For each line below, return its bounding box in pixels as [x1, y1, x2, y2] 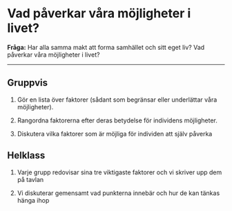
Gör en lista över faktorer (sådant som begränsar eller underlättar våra [17, 95, 217, 104]
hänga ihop [17, 196, 50, 204]
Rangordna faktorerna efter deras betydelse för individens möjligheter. [17, 116, 217, 125]
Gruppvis [7, 77, 48, 89]
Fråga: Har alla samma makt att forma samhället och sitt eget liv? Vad [7, 43, 205, 51]
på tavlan [17, 175, 44, 183]
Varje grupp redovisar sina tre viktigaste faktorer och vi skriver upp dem [17, 168, 222, 176]
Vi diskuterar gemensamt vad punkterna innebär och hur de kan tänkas [17, 189, 220, 197]
